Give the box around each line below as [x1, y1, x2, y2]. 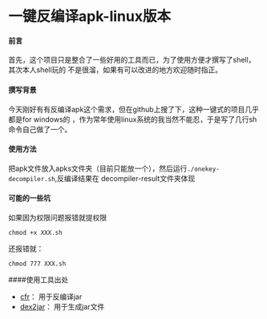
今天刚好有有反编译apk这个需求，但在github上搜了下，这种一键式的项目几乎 [8, 104, 259, 114]
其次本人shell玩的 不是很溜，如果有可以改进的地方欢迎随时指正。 [8, 65, 223, 75]
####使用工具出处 [8, 275, 69, 285]
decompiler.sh [8, 175, 56, 183]
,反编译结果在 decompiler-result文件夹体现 [55, 173, 196, 183]
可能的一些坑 [8, 193, 51, 203]
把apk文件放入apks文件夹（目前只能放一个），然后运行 [8, 164, 188, 173]
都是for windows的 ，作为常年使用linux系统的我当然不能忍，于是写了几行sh [8, 114, 257, 124]
